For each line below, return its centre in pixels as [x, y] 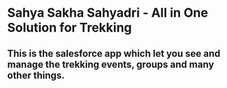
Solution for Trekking [70, 28]
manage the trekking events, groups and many [111, 64]
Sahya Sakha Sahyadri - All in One [108, 13]
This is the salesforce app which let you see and [114, 53]
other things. [36, 75]
